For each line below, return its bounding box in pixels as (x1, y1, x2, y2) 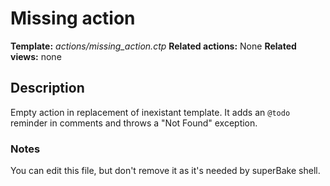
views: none (10, 50, 62, 62)
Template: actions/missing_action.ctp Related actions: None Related (10, 40, 297, 52)
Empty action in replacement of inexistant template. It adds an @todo (10, 106, 291, 118)
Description (10, 80, 85, 97)
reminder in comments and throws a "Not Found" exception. (10, 117, 258, 129)
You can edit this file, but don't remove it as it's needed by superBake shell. (10, 165, 321, 177)
